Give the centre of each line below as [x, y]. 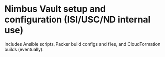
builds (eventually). [24, 49]
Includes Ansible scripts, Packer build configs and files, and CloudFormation [82, 44]
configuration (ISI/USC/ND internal [78, 20]
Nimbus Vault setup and [55, 9]
